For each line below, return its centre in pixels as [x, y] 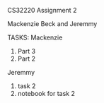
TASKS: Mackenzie [35, 37]
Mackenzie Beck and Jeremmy [52, 24]
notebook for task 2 [46, 93]
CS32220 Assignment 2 [42, 10]
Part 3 [27, 51]
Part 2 [27, 59]
